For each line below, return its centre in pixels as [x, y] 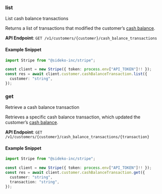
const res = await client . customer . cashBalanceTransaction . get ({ [75, 173]
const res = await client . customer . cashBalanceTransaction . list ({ [76, 74]
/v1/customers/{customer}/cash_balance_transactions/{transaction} [77, 137]
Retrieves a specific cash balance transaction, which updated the [73, 117]
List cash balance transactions [37, 19]
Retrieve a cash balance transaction [42, 107]
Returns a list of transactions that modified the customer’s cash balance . [80, 28]
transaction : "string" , [34, 182]
